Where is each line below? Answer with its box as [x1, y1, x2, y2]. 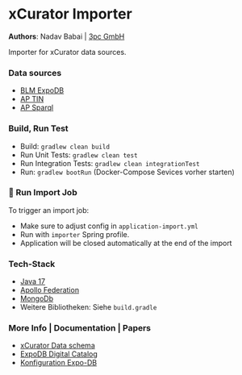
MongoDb [19, 294, 54, 303]
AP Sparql [19, 102, 54, 113]
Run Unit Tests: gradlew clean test [19, 150, 139, 160]
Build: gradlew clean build [19, 141, 111, 151]
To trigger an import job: [8, 205, 90, 215]
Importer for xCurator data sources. [8, 47, 127, 56]
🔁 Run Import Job [8, 187, 78, 198]
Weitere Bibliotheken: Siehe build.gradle [19, 302, 157, 312]
